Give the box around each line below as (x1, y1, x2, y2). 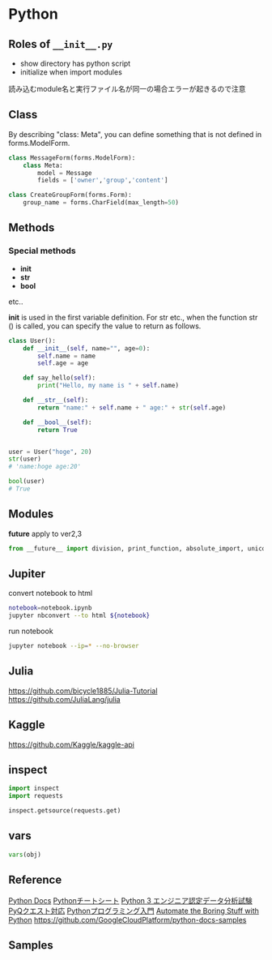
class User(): (8, 336, 57, 345)
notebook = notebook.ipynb (8, 604, 92, 612)
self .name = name (37, 352, 96, 360)
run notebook (8, 626, 54, 636)
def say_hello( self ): (23, 374, 96, 382)
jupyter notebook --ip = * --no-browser (8, 642, 139, 650)
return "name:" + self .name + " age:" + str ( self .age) (37, 403, 227, 412)
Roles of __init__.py (8, 37, 113, 51)
